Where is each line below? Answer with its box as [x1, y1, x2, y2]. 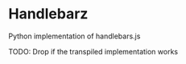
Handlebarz [8, 5, 89, 23]
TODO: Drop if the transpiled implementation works [8, 46, 179, 56]
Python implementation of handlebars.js [8, 31, 141, 41]
